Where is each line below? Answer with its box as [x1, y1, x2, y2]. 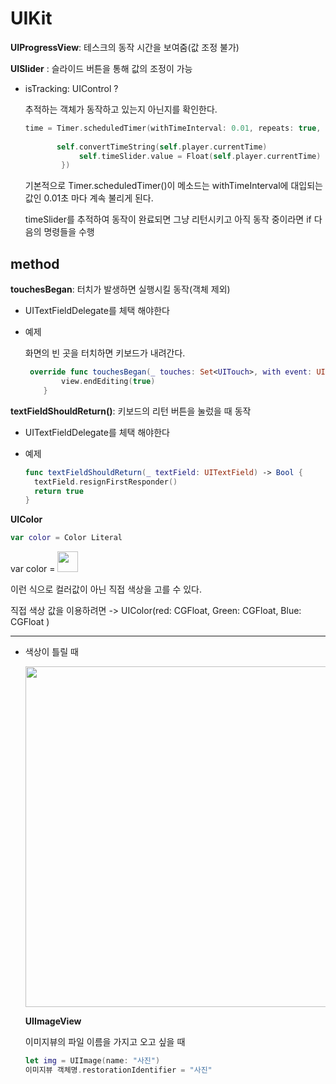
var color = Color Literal [10, 533, 123, 543]
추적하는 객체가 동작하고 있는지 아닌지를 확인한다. [24, 103, 218, 115]
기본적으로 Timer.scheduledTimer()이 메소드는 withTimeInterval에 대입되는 [24, 180, 323, 192]
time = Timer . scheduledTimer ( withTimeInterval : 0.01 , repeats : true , [24, 123, 322, 133]
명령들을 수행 [43, 226, 95, 238]
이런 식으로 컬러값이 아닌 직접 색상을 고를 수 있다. [10, 583, 203, 596]
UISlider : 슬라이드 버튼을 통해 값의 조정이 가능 [10, 62, 193, 74]
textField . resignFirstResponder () [34, 477, 178, 487]
